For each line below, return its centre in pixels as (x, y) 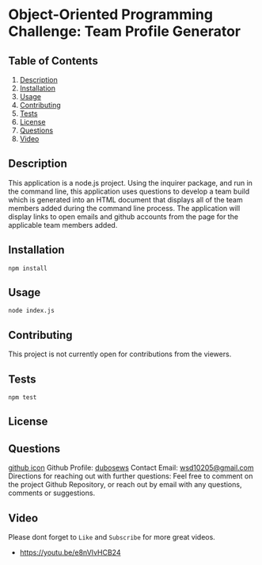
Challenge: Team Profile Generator (125, 31)
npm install (28, 268)
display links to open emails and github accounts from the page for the (123, 217)
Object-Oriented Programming (111, 15)
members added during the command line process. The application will (124, 208)
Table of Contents (53, 61)
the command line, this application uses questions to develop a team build (129, 191)
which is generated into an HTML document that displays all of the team (125, 199)
